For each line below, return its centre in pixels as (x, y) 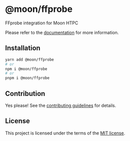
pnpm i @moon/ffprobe (27, 78)
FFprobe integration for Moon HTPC (42, 23)
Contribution (25, 94)
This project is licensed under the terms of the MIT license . (65, 133)
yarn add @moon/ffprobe (30, 60)
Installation (23, 48)
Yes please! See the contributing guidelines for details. (61, 105)
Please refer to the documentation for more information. (62, 32)
